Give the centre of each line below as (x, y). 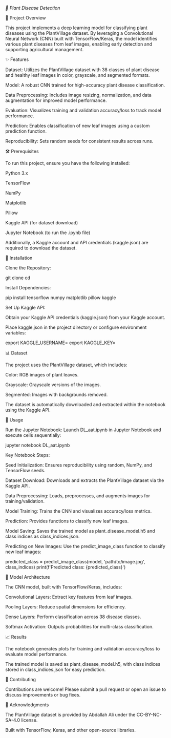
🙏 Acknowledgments (27, 705)
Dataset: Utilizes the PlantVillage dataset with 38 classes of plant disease (82, 70)
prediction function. (26, 131)
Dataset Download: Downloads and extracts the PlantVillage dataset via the (85, 480)
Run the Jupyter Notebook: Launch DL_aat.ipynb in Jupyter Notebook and (83, 430)
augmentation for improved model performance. (56, 100)
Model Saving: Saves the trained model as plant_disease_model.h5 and (80, 531)
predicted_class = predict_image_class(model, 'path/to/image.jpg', (75, 562)
